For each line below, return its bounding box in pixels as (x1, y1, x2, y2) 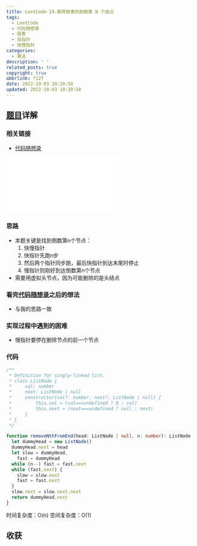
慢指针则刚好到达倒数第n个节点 (23, 267, 100, 274)
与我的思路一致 (14, 306, 52, 313)
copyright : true (6, 70, 47, 76)
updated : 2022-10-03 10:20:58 (6, 87, 82, 93)
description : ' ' (6, 59, 50, 65)
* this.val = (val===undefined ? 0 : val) (8, 400, 137, 406)
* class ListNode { (8, 378, 58, 384)
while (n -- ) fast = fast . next (11, 461, 87, 467)
